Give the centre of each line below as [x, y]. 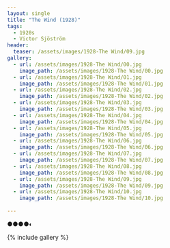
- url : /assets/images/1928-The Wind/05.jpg [77, 128]
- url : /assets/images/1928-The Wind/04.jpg [77, 115]
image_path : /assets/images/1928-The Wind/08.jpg [91, 173]
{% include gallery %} [38, 237]
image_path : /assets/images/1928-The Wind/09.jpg [91, 186]
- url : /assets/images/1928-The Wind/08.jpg [77, 166]
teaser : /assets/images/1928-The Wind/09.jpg [79, 52]
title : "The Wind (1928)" [44, 20]
